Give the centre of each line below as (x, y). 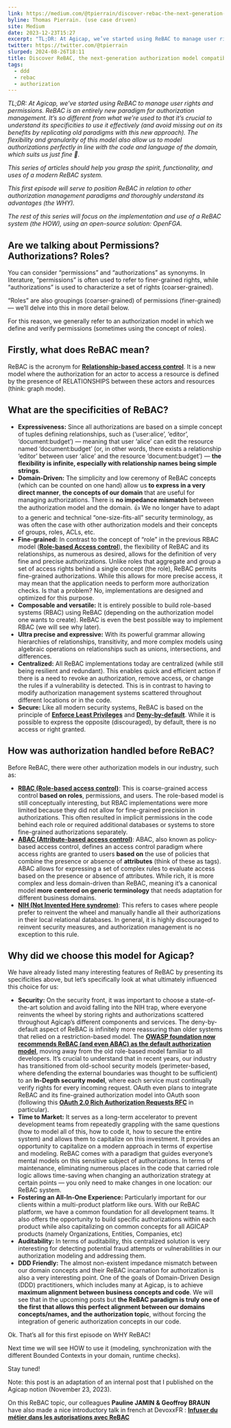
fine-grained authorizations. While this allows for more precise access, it (120, 575)
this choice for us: (33, 987)
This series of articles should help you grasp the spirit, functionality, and (110, 168)
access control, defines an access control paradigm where (120, 846)
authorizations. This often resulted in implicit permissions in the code (115, 817)
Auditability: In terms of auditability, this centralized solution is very (113, 1241)
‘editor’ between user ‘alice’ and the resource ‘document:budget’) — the (120, 456)
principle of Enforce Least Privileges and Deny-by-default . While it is (117, 714)
